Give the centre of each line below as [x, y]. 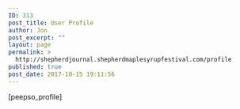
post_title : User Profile [51, 23]
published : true [35, 67]
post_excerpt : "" [37, 38]
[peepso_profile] [35, 96]
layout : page [30, 45]
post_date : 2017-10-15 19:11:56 [61, 74]
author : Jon [28, 30]
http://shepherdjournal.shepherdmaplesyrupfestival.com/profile [124, 60]
